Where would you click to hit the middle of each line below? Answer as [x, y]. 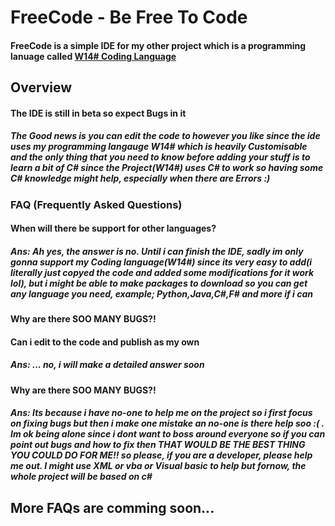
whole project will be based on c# [81, 477]
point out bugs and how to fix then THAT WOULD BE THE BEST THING [158, 445]
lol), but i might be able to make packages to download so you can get [159, 283]
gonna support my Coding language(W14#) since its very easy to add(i [161, 262]
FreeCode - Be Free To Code [129, 17]
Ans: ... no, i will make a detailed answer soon [107, 365]
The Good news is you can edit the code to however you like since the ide [165, 136]
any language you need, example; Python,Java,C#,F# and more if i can [161, 293]
